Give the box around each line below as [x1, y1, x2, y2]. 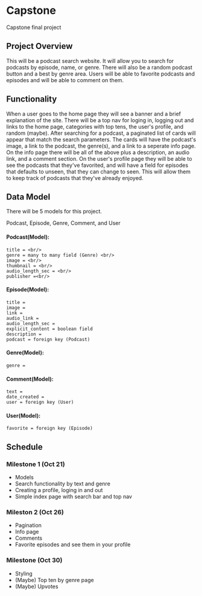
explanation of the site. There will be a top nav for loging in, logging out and [6, 116, 194, 124]
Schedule [6, 442, 43, 452]
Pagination [14, 522, 42, 529]
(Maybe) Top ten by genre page [14, 576, 95, 583]
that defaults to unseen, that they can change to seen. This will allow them [6, 167, 191, 175]
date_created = [6, 394, 45, 400]
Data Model [6, 192, 51, 202]
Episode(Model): [6, 286, 49, 293]
